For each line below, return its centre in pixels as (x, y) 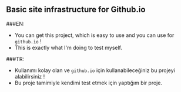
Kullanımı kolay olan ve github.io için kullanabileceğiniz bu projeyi (95, 70)
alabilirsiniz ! (30, 76)
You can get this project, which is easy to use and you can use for (94, 35)
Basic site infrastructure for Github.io (76, 10)
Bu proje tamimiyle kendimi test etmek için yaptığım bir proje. (88, 83)
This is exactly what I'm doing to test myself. (68, 47)
